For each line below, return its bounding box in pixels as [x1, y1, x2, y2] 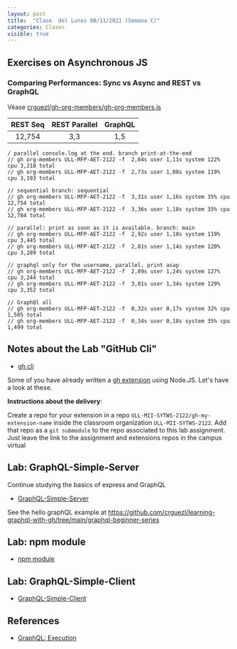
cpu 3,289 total [7, 249, 55, 256]
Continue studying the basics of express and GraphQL [7, 480, 167, 489]
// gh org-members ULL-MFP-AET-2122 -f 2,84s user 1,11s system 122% [7, 156, 221, 163]
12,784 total [7, 212, 46, 219]
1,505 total [7, 311, 43, 318]
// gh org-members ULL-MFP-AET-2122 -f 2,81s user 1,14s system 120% [7, 243, 221, 250]
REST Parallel [51, 119, 98, 129]
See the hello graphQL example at [7, 508, 107, 516]
